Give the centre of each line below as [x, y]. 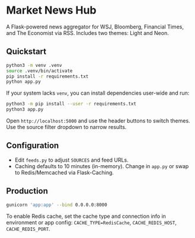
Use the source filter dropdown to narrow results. [66, 127]
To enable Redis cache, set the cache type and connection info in [86, 216]
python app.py [24, 82]
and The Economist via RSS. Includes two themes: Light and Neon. [87, 33]
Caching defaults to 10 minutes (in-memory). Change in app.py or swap [102, 166]
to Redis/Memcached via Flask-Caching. [64, 172]
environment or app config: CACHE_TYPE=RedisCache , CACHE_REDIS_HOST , [91, 222]
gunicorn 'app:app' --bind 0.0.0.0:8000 [57, 205]
